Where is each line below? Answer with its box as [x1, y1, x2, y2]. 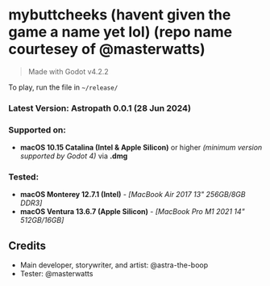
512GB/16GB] [19, 216, 64, 225]
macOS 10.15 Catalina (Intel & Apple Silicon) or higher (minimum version [19, 143, 263, 153]
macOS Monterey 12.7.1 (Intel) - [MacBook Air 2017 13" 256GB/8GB [19, 190, 246, 200]
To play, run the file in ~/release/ [8, 82, 118, 92]
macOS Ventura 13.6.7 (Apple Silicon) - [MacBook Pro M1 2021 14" [19, 207, 246, 217]
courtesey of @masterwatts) [8, 40, 206, 58]
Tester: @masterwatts [19, 269, 93, 279]
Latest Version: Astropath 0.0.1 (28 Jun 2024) [8, 103, 192, 114]
